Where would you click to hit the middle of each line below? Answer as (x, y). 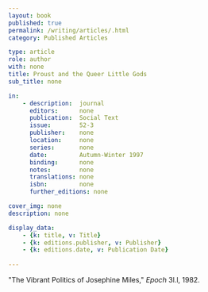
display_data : (32, 228)
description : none (39, 213)
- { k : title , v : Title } (62, 235)
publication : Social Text (74, 118)
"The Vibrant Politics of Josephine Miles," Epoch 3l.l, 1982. (104, 280)
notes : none (61, 170)
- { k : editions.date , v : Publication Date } (96, 250)
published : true (35, 23)
